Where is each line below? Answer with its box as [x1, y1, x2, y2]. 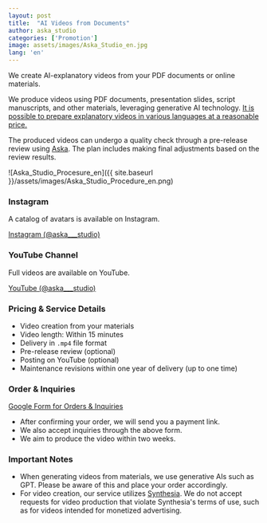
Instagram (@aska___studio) [8, 230, 100, 239]
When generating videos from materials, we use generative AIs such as [19, 472, 254, 482]
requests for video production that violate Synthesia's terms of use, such [19, 497, 260, 507]
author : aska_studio [8, 26, 77, 34]
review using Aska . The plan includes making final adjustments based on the [8, 144, 260, 153]
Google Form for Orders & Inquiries [8, 402, 124, 411]
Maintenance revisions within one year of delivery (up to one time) [19, 364, 238, 373]
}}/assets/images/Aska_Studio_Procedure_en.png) [8, 176, 174, 186]
